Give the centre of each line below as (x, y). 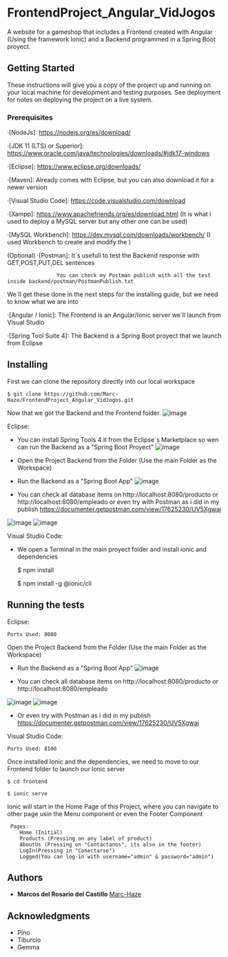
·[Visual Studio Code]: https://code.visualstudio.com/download (96, 201)
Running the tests (46, 605)
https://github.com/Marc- (81, 394)
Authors (25, 878)
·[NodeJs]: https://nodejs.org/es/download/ (69, 133)
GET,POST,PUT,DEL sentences (51, 263)
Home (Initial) (41, 832)
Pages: (20, 826)
